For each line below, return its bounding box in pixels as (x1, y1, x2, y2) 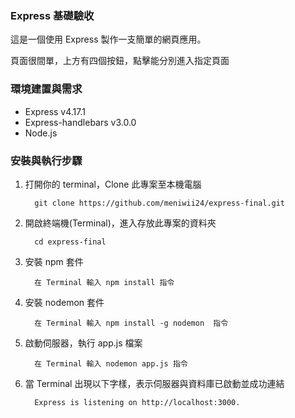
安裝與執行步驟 (10, 153, 83, 167)
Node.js (24, 127, 58, 139)
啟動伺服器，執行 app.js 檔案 (24, 337, 143, 349)
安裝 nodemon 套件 (24, 296, 105, 308)
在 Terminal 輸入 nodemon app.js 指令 (34, 358, 188, 369)
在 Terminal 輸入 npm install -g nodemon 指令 (34, 318, 229, 328)
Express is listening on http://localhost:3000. (34, 397, 241, 407)
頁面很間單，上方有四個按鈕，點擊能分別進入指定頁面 (10, 55, 230, 67)
